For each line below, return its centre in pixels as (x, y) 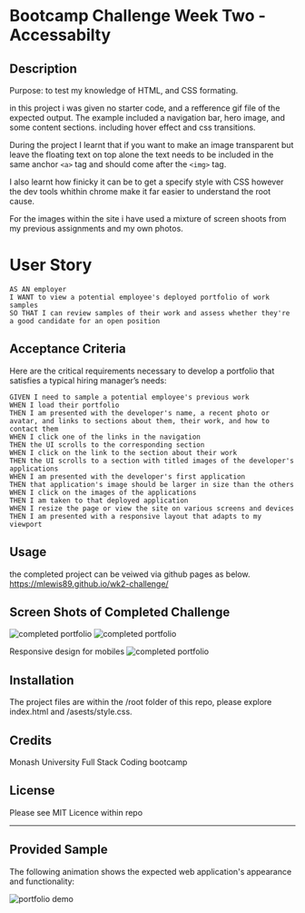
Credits (31, 740)
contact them (34, 429)
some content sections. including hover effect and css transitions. (133, 127)
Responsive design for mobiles (67, 651)
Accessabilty (60, 35)
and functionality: (42, 881)
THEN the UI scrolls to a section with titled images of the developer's (152, 461)
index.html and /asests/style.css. (71, 712)
